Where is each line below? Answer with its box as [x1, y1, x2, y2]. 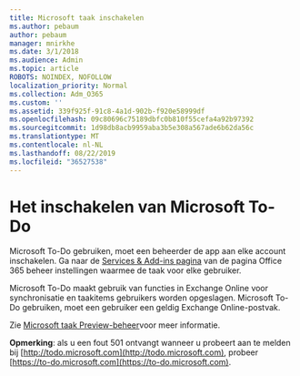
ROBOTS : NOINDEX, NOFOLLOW [9, 73, 112, 82]
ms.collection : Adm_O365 [9, 89, 104, 98]
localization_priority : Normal [9, 81, 128, 90]
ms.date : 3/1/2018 [9, 47, 79, 56]
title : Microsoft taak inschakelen [9, 13, 145, 23]
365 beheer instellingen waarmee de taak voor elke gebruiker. [9, 265, 242, 276]
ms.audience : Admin [9, 56, 84, 65]
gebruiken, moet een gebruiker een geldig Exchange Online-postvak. [22, 302, 281, 313]
